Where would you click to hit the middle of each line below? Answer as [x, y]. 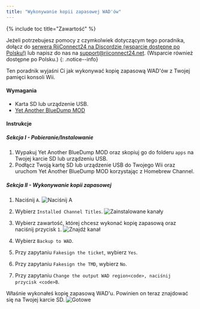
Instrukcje [19, 124]
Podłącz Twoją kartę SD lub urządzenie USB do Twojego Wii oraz [95, 165]
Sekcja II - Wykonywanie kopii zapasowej [59, 185]
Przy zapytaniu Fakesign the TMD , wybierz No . [71, 264]
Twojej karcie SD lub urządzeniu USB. [61, 159]
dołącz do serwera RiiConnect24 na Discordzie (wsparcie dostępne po [93, 46]
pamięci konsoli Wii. [31, 77]
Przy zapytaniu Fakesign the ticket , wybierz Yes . [76, 252]
